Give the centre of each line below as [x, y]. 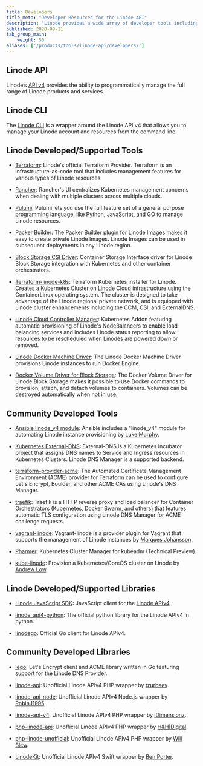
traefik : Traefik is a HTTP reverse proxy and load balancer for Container [104, 502]
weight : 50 [31, 40]
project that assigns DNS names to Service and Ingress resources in [100, 453]
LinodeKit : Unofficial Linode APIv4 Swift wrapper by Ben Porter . [94, 756]
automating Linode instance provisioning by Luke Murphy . [87, 435]
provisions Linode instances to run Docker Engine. [78, 363]
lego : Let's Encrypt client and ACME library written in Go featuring [97, 667]
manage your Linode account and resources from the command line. [92, 132]
